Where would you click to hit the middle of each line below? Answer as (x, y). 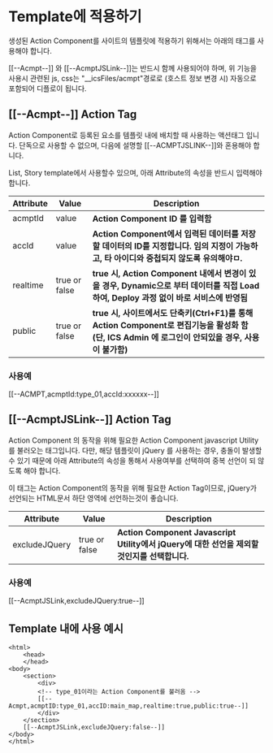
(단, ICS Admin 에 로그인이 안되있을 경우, (167, 337)
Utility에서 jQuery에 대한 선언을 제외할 (188, 543)
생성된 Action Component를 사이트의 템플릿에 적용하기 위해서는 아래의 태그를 (132, 41)
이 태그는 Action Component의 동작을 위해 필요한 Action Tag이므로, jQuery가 (133, 487)
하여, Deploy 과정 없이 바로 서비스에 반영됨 (170, 297)
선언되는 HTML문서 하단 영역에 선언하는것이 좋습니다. (93, 498)
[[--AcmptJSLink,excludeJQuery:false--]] (94, 727)
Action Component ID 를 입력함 (152, 219)
